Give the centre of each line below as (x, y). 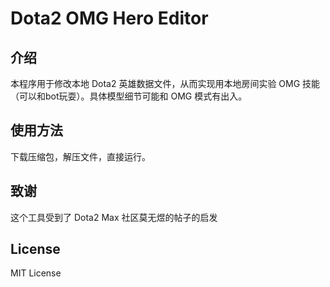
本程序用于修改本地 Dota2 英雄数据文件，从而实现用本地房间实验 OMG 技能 (165, 83)
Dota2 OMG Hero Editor (109, 18)
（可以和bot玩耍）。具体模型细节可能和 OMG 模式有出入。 (129, 96)
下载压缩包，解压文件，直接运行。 (80, 156)
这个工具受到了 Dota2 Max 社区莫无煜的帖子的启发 (114, 217)
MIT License (36, 273)
